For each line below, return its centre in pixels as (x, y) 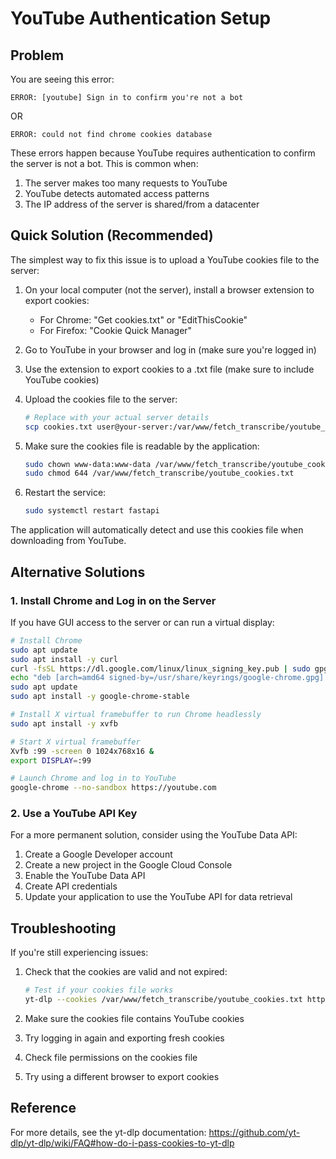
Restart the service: (65, 493)
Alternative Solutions (78, 572)
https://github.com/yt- (254, 1132)
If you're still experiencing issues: (79, 953)
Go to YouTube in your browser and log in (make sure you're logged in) (170, 349)
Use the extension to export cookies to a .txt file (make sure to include (169, 369)
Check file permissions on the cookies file (111, 1057)
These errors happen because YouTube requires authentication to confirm (163, 153)
